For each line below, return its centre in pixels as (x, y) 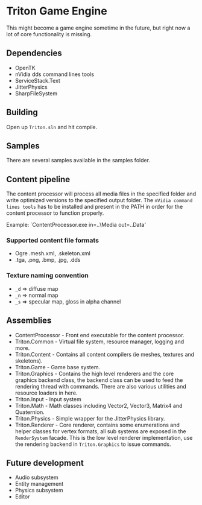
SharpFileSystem (36, 93)
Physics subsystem (39, 491)
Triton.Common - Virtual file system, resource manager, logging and (99, 341)
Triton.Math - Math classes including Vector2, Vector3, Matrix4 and (99, 405)
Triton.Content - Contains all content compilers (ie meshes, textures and (105, 354)
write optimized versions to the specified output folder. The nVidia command (99, 200)
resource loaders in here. (46, 393)
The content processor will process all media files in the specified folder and (101, 194)
